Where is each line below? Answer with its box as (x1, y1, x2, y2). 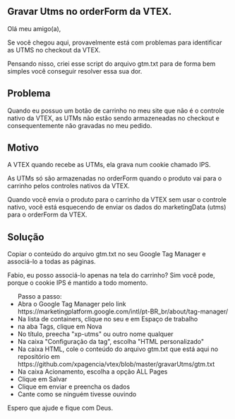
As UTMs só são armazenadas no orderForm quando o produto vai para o (7, 174, 222, 183)
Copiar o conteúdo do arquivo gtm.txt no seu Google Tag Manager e (7, 250, 206, 258)
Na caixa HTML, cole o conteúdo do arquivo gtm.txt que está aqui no (17, 345, 219, 353)
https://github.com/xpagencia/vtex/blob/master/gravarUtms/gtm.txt (17, 360, 215, 369)
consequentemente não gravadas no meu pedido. (7, 121, 152, 130)
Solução (7, 231, 44, 243)
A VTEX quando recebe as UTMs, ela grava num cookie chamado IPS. (7, 161, 211, 169)
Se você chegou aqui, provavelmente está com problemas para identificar (7, 38, 222, 47)
